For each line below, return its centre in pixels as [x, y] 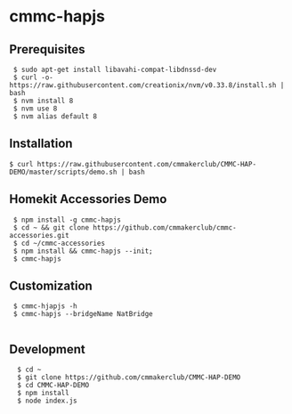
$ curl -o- [33, 77]
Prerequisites [47, 49]
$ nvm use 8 [35, 109]
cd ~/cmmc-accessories [63, 243]
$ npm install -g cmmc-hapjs [67, 220]
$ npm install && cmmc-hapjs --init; [83, 251]
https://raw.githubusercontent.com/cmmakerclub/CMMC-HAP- [146, 164]
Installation [41, 144]
